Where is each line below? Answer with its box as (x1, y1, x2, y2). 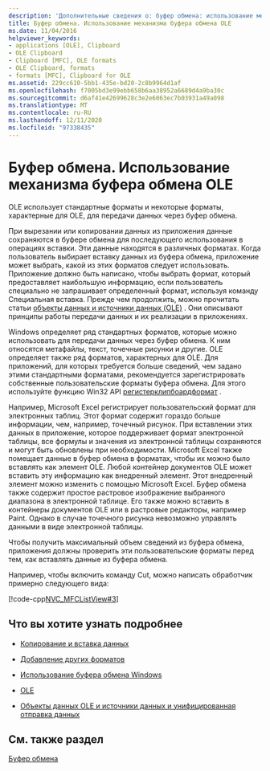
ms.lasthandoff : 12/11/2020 (8, 116, 103, 124)
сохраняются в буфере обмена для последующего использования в (8, 235, 243, 244)
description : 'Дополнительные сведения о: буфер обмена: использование (8, 11, 253, 20)
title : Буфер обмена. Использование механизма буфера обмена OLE (8, 19, 231, 27)
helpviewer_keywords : (8, 34, 81, 43)
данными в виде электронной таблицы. (8, 521, 145, 531)
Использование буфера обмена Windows (19, 670, 162, 679)
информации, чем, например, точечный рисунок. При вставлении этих (8, 419, 253, 429)
